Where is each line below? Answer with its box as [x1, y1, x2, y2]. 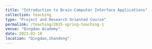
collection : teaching [5, 12, 52, 17]
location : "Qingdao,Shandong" [5, 36, 70, 41]
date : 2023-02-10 [5, 31, 42, 36]
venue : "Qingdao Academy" [5, 27, 60, 32]
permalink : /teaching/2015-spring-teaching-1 [5, 21, 104, 27]
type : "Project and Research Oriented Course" [5, 17, 106, 22]
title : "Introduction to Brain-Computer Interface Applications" [5, 7, 147, 13]
